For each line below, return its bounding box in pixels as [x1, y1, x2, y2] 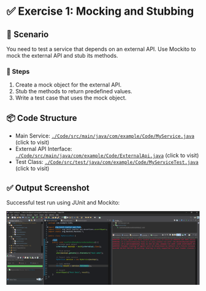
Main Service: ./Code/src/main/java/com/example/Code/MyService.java [15, 132, 195, 139]
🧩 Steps [6, 67, 30, 76]
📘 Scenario [6, 29, 49, 39]
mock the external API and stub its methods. [6, 52, 118, 59]
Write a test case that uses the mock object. [15, 94, 127, 102]
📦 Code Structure [6, 112, 77, 123]
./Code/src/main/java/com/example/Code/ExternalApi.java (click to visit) [15, 152, 199, 159]
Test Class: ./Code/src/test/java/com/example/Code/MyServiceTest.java [15, 158, 199, 166]
